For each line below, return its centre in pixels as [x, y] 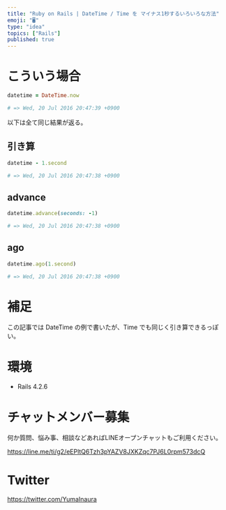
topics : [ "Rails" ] [34, 33]
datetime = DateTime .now [43, 96]
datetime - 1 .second [37, 163]
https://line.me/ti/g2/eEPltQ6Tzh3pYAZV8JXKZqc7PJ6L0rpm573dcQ [106, 452]
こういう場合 [44, 76]
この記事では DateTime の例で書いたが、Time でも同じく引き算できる [107, 327]
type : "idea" [26, 27]
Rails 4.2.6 [32, 387]
